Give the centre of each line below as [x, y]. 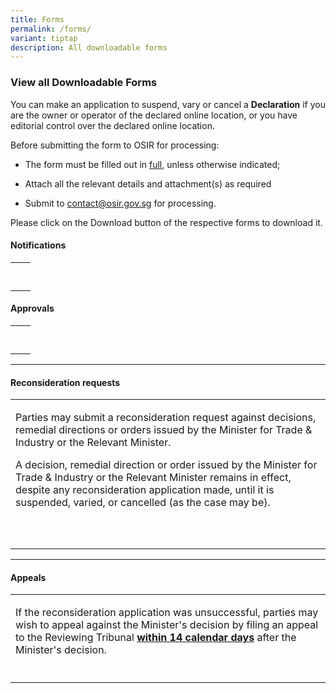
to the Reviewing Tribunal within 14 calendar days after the [156, 638]
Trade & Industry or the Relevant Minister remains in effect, [153, 478]
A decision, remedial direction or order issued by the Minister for [166, 465]
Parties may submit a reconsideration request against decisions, [166, 418]
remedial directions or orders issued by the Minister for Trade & [164, 430]
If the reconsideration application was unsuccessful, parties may [167, 613]
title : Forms [37, 19]
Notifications [38, 245]
